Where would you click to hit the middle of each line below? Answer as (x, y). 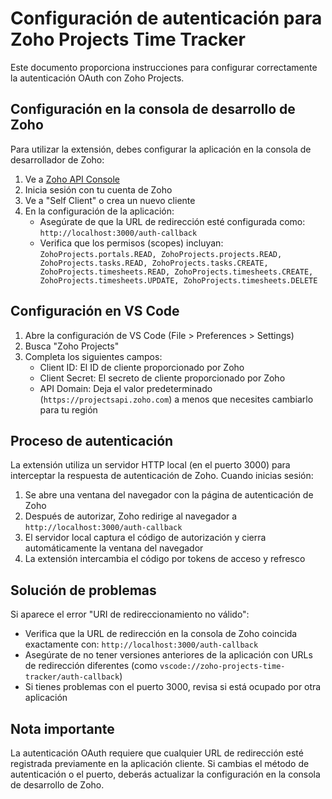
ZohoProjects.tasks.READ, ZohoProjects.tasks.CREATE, (154, 263)
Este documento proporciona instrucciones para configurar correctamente (164, 67)
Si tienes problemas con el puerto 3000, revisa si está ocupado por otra (173, 687)
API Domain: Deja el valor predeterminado (126, 388)
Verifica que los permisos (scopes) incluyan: (131, 243)
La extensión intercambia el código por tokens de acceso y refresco (165, 559)
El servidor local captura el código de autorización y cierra (145, 538)
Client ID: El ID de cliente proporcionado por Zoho (142, 367)
